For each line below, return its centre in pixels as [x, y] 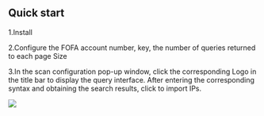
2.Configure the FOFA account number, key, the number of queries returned [132, 48]
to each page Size [38, 56]
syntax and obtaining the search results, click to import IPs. [105, 88]
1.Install [21, 32]
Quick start [36, 13]
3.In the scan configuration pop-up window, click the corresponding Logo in [132, 72]
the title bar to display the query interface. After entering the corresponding [132, 79]
